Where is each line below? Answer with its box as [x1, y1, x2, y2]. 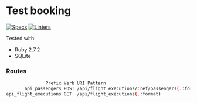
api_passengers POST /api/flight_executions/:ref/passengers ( [24, 86, 180, 92]
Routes [6, 67, 27, 75]
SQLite [14, 52, 31, 59]
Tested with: [6, 35, 36, 42]
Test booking [6, 4, 72, 18]
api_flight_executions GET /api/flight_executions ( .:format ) [6, 91, 161, 97]
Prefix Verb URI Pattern [45, 80, 107, 86]
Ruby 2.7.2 [14, 46, 40, 53]
